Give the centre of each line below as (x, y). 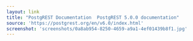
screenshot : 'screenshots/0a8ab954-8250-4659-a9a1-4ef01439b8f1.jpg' (97, 29)
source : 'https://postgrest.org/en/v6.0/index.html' (75, 23)
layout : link (23, 12)
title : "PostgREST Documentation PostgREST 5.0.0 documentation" (93, 17)
